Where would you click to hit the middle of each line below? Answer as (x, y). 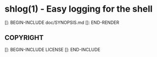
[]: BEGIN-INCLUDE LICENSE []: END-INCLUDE (53, 49)
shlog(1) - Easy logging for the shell (78, 9)
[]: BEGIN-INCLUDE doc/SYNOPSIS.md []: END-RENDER (62, 22)
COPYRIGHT (24, 38)
